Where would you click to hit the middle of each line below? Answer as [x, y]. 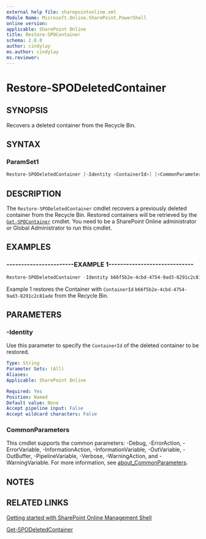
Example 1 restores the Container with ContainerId [70, 289]
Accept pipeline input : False [45, 409]
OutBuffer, [19, 456]
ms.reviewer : [23, 58]
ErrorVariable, [24, 450]
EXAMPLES [29, 247]
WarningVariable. [28, 462]
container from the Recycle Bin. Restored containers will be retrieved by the [102, 215]
